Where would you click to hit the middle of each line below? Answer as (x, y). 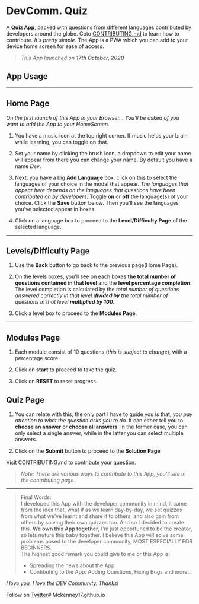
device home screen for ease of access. (55, 46)
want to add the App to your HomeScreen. (58, 124)
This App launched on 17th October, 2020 (72, 58)
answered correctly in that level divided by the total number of (91, 295)
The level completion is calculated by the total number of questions (97, 290)
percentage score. (37, 358)
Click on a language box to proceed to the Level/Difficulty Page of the (101, 220)
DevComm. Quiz (47, 11)
